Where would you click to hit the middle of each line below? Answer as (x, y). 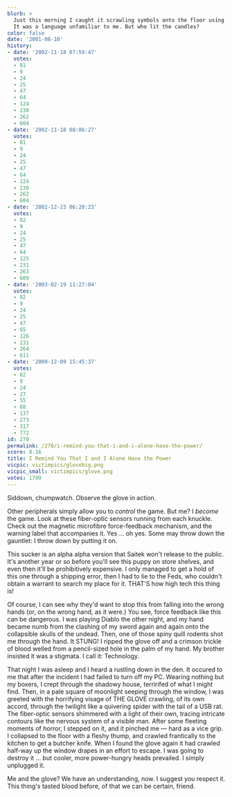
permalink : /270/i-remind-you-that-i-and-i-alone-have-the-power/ (105, 446)
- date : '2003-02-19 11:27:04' (52, 284)
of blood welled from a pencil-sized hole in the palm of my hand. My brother (116, 649)
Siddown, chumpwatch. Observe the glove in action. (82, 497)
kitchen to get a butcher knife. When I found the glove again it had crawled (114, 743)
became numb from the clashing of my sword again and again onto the (108, 626)
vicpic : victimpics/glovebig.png (55, 465)
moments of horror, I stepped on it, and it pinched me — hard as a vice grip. (115, 728)
